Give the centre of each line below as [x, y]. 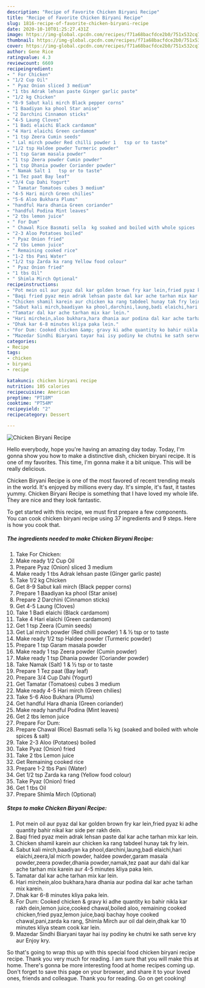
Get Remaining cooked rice [50, 761]
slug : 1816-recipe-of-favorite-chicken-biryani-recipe [78, 23]
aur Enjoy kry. [33, 940]
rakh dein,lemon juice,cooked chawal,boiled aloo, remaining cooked [101, 908]
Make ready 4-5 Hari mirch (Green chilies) [69, 690]
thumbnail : [21, 40]
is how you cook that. [34, 525]
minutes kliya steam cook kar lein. [58, 927]
